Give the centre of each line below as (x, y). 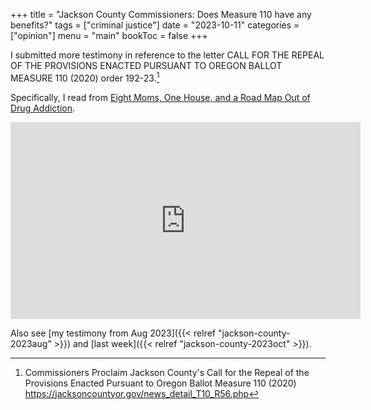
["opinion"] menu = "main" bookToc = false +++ (109, 35)
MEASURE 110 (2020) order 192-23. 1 (85, 77)
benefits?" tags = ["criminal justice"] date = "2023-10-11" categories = (155, 25)
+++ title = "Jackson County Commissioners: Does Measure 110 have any (161, 14)
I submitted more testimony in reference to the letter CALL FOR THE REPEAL (167, 55)
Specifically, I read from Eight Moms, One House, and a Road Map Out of (160, 97)
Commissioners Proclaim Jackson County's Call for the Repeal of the (167, 372)
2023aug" (31, 343)
